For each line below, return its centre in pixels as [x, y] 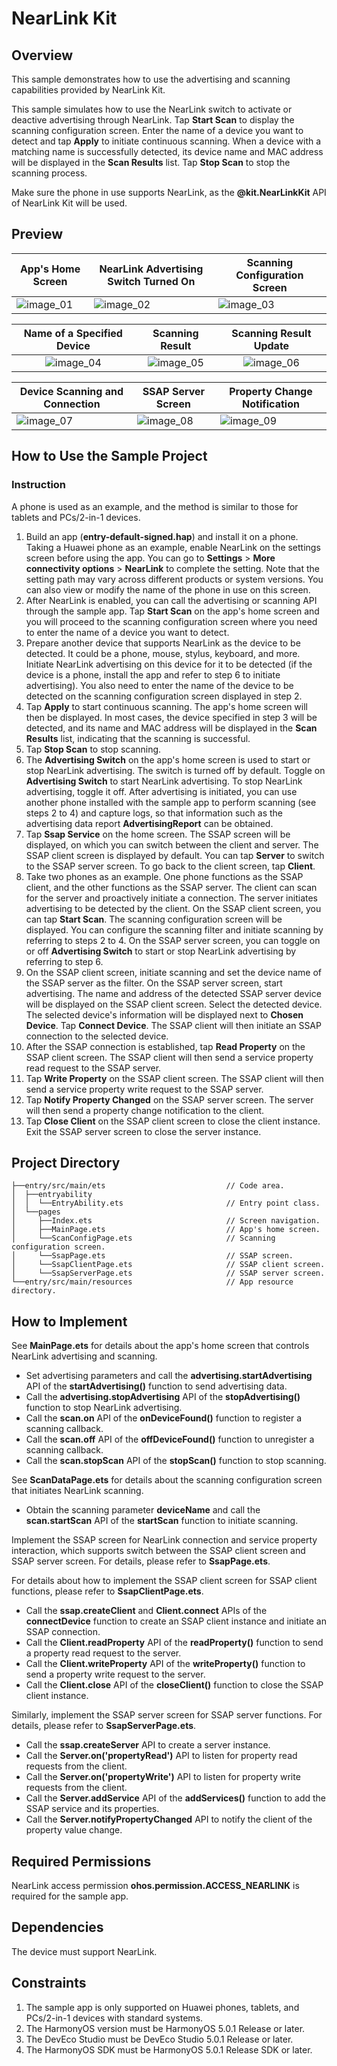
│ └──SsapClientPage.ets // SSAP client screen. [168, 1265]
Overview [42, 55]
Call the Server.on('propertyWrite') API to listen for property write [163, 1777]
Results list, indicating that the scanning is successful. [138, 738]
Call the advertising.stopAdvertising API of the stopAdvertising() [163, 1397]
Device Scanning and [71, 391]
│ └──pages [36, 1212]
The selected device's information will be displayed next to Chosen [164, 1014]
